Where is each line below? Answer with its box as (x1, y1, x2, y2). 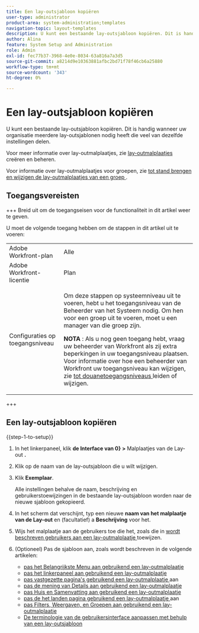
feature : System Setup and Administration (6, 42, 113, 48)
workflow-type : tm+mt (6, 64, 60, 70)
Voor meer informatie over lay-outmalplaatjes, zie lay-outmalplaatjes (6, 150, 173, 157)
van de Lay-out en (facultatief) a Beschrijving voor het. (14, 516, 151, 523)
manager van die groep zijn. (63, 321, 142, 330)
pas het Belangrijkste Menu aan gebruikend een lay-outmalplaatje (23, 563, 184, 570)
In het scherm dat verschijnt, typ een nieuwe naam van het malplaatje (14, 509, 187, 517)
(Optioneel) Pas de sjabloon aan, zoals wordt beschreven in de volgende (14, 545, 192, 552)
